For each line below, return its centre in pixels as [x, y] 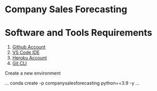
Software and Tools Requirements [78, 33]
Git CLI [19, 63]
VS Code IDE [26, 53]
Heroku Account [30, 58]
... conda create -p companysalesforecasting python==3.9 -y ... [72, 83]
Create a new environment [33, 73]
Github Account [29, 47]
